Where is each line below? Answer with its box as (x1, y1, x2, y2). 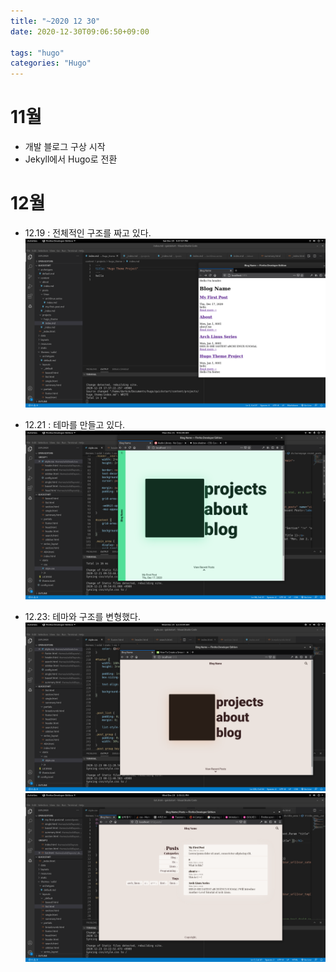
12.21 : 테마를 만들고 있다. (24, 419, 126, 431)
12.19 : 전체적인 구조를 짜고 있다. (24, 227, 152, 239)
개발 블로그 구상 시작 (24, 141, 106, 153)
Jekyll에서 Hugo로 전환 (24, 153, 118, 165)
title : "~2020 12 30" (10, 16, 101, 26)
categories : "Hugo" (10, 58, 92, 69)
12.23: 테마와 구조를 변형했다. (24, 611, 141, 623)
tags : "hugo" (10, 48, 65, 58)
